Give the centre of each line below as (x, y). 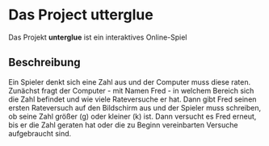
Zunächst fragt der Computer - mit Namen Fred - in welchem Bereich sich (131, 90)
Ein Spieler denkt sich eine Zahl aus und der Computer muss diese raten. (130, 81)
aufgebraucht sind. (40, 133)
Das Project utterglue (81, 15)
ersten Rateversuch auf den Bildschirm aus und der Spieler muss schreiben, (135, 107)
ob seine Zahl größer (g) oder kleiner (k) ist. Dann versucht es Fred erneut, (132, 116)
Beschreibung (44, 63)
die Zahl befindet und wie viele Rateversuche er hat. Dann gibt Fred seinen (132, 99)
